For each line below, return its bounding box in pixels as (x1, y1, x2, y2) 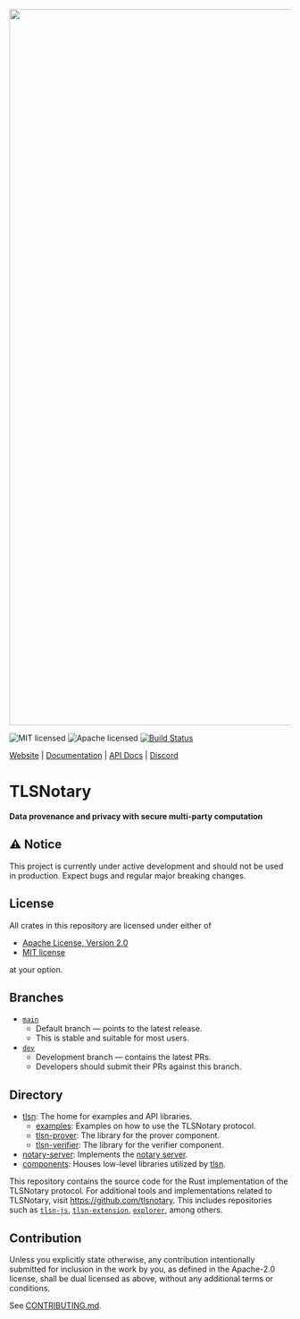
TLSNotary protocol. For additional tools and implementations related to (9, 1186, 272, 1196)
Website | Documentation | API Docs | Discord (9, 750, 179, 760)
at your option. (9, 964, 63, 975)
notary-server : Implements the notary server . (21, 1149, 188, 1160)
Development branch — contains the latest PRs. (35, 1052, 212, 1063)
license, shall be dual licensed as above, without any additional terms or (9, 1273, 274, 1284)
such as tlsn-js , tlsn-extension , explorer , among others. (9, 1204, 223, 1215)
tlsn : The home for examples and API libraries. (21, 1111, 193, 1122)
